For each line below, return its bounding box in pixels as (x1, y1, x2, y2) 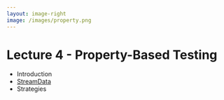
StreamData (16, 78, 52, 86)
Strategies (16, 85, 47, 93)
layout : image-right (6, 10, 67, 17)
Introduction (16, 70, 52, 78)
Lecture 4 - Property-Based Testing (6, 47, 218, 63)
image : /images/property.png (6, 17, 92, 24)
